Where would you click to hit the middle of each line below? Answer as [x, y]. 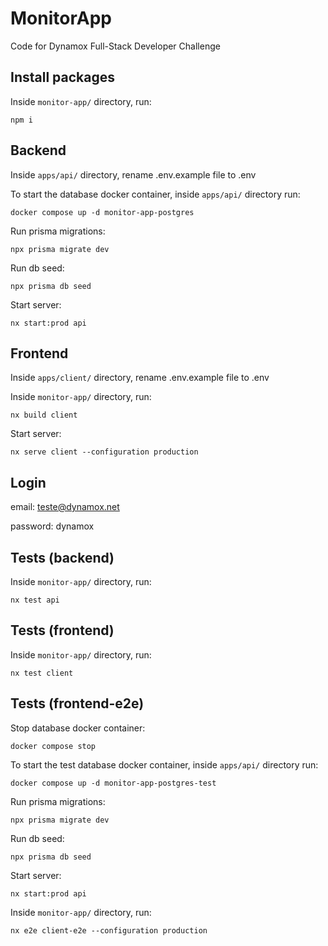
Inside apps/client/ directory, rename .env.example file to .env [140, 378]
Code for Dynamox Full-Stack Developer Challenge [115, 46]
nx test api [35, 600]
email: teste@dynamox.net [65, 507]
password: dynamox [52, 526]
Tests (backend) [62, 557]
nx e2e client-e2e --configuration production [109, 930]
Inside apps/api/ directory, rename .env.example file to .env [133, 174]
